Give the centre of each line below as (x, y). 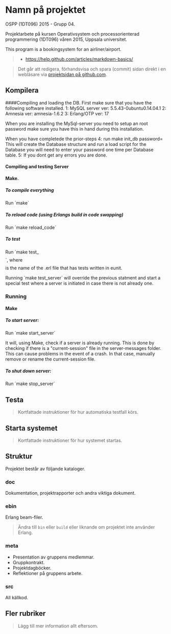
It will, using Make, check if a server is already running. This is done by (80, 343)
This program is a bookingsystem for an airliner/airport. (63, 49)
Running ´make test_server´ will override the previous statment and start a (83, 277)
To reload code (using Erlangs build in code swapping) (64, 214)
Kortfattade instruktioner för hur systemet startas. (70, 440)
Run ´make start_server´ (30, 333)
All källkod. (17, 597)
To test (13, 239)
